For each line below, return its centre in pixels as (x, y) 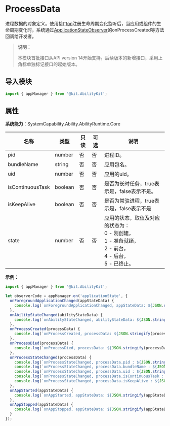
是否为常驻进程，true (129, 201)
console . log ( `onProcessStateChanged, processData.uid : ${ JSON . (83, 372)
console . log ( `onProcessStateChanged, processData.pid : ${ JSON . (83, 362)
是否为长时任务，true (129, 184)
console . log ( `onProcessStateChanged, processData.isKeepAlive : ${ (87, 381)
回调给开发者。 (21, 36)
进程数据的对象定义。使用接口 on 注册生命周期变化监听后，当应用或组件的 (81, 23)
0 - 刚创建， (119, 233)
